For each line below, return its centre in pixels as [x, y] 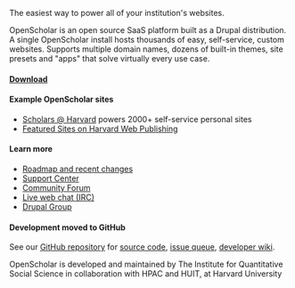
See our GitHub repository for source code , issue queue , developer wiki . [142, 247]
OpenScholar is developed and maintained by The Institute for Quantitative [146, 264]
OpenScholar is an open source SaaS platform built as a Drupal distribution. [148, 30]
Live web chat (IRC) [58, 197]
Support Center [51, 178]
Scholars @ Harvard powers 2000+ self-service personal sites [137, 119]
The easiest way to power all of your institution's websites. [117, 13]
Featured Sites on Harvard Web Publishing [100, 128]
